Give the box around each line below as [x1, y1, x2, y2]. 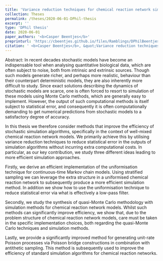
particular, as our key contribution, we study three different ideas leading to [5, 149, 156, 155]
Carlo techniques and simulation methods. [5, 225, 90, 231]
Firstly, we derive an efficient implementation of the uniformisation [5, 164, 138, 170]
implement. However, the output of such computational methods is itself [5, 98, 149, 104]
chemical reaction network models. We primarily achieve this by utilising [5, 134, 149, 140]
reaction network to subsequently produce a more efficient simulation [5, 179, 145, 185]
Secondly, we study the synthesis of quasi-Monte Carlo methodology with [5, 199, 153, 205]
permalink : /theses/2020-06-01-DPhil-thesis [5, 16, 97, 21]
